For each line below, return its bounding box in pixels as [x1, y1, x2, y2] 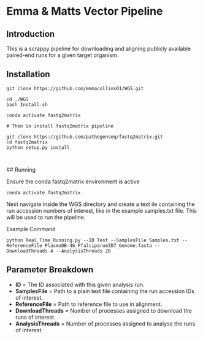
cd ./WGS [6, 96, 29, 102]
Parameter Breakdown [6, 265, 94, 275]
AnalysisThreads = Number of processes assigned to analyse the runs [15, 320, 196, 327]
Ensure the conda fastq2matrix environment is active [6, 178, 140, 185]
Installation [6, 69, 50, 80]
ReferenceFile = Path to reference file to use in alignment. [15, 300, 163, 308]
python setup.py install [6, 144, 70, 151]
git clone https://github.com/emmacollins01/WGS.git [6, 85, 144, 91]
